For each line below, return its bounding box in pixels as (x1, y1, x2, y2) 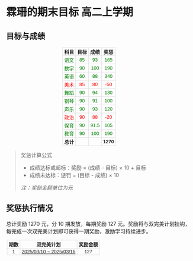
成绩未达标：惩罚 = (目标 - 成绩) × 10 (29, 172, 120, 178)
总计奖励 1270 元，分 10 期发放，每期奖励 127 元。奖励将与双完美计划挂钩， (6, 220, 191, 227)
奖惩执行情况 (6, 203, 53, 213)
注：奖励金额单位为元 (20, 184, 73, 191)
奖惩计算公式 (20, 152, 52, 158)
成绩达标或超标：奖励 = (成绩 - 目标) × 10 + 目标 (29, 164, 147, 171)
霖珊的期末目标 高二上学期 (6, 5, 133, 19)
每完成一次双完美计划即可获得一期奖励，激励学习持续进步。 (6, 227, 152, 235)
